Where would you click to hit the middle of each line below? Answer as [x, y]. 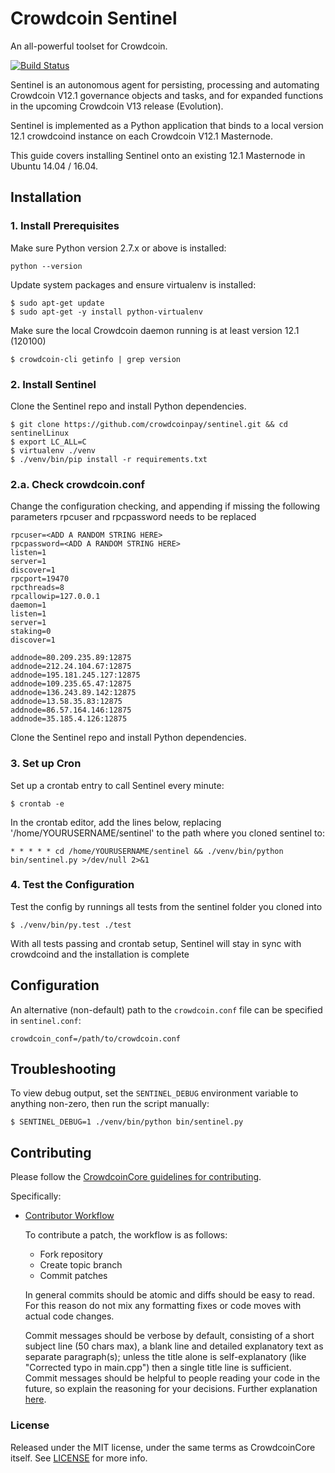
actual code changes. [69, 1316]
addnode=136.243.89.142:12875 [73, 693]
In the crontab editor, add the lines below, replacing [116, 822]
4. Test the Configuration [72, 885]
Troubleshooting [63, 1069]
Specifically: [36, 1196]
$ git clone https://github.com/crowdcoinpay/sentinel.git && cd [149, 424]
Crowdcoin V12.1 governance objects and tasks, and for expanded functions [167, 95]
